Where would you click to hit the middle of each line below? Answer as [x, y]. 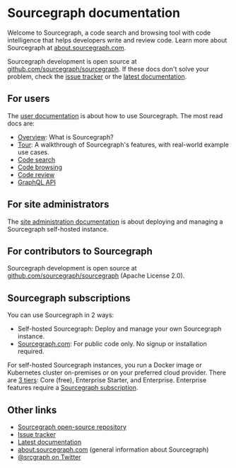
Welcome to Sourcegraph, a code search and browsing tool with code [109, 33]
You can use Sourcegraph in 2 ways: [61, 315]
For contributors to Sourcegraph [80, 251]
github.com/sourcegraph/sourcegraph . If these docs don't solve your [108, 69]
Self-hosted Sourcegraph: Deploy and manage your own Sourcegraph [119, 329]
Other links [32, 410]
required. [31, 351]
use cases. [33, 152]
